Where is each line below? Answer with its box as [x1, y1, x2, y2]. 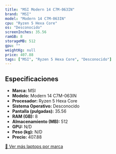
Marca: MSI [12, 88, 36, 94]
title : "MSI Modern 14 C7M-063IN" [5, 7, 75, 12]
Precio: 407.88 [12, 134, 42, 140]
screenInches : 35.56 [5, 30, 47, 34]
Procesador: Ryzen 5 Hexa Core [12, 98, 78, 104]
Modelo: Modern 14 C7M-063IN [12, 93, 77, 99]
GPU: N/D [12, 124, 32, 130]
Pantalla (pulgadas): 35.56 [12, 108, 66, 114]
